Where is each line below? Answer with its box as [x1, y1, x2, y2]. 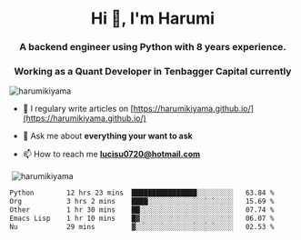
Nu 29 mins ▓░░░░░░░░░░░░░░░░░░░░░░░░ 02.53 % [9, 222, 275, 231]
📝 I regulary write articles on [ [22, 104, 134, 115]
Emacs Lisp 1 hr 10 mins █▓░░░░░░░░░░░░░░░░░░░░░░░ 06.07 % [9, 214, 275, 223]
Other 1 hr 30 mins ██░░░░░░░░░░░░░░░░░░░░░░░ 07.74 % [9, 205, 275, 215]
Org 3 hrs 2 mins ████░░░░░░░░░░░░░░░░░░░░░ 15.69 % [9, 196, 275, 205]
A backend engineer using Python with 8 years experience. [19, 41, 286, 54]
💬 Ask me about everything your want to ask [22, 131, 193, 142]
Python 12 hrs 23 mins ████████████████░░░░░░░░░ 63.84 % [9, 188, 275, 198]
